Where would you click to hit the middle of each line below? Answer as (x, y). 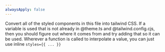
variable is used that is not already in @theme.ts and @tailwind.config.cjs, (80, 28)
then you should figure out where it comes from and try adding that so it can (82, 34)
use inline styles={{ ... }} (33, 44)
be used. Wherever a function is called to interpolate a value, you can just (80, 39)
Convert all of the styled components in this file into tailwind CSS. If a (75, 23)
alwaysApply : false (25, 9)
